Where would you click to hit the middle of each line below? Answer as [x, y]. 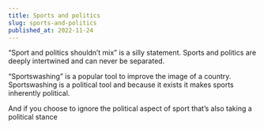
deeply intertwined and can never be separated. [87, 61]
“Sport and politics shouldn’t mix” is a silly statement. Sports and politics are [132, 53]
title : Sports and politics [55, 15]
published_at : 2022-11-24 [51, 30]
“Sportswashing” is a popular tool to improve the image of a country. [120, 77]
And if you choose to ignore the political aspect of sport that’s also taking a [130, 108]
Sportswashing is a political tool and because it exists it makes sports [121, 85]
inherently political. [39, 93]
